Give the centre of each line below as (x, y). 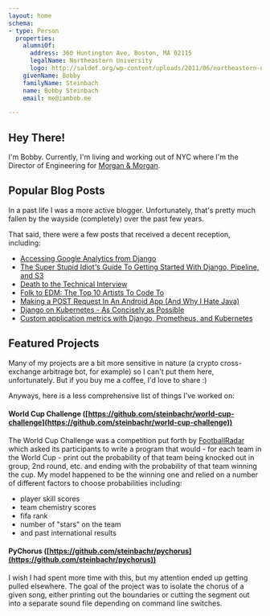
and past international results (68, 532)
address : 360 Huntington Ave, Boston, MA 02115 (111, 53)
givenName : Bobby (52, 76)
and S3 (32, 275)
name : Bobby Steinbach (61, 90)
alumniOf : (39, 46)
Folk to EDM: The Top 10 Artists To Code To (92, 292)
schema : (21, 23)
